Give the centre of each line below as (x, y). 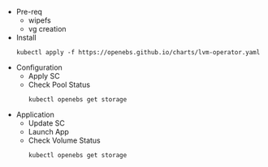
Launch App (48, 132)
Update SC (46, 123)
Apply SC (44, 76)
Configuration (39, 67)
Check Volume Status (64, 140)
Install (26, 37)
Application (35, 114)
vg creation (47, 29)
